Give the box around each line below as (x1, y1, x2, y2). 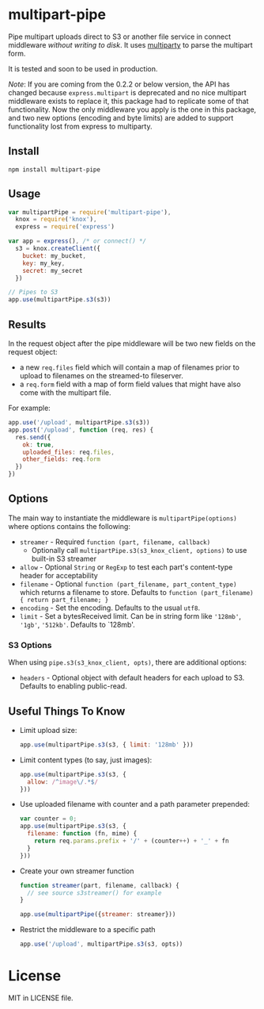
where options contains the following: (8, 521, 130, 531)
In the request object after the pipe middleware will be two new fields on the (8, 339, 256, 348)
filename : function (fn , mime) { (27, 830, 138, 838)
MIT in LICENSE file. (8, 993, 74, 1003)
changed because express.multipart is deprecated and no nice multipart (8, 87, 247, 97)
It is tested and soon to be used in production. (8, 63, 158, 73)
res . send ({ (15, 433, 51, 441)
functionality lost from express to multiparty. (8, 121, 153, 131)
